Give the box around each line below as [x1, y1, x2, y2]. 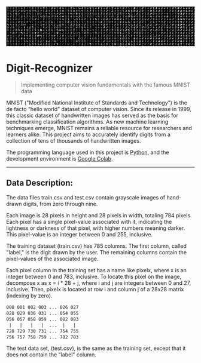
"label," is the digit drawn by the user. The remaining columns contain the [6, 248, 187, 256]
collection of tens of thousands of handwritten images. [6, 137, 141, 144]
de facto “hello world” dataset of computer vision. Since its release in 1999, [6, 105, 191, 112]
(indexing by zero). [6, 292, 53, 299]
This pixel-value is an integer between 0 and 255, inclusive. [6, 230, 153, 238]
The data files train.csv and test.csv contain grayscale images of [6, 193, 166, 201]
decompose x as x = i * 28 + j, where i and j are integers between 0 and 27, [6, 279, 191, 287]
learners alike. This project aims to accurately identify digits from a [6, 131, 170, 138]
